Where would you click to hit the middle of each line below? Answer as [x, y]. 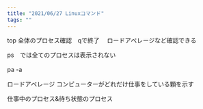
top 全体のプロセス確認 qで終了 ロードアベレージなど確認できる [102, 40]
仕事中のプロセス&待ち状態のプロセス [60, 98]
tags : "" [19, 20]
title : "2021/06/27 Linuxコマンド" [56, 13]
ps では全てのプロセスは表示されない [62, 55]
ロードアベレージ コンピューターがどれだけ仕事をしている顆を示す [100, 84]
